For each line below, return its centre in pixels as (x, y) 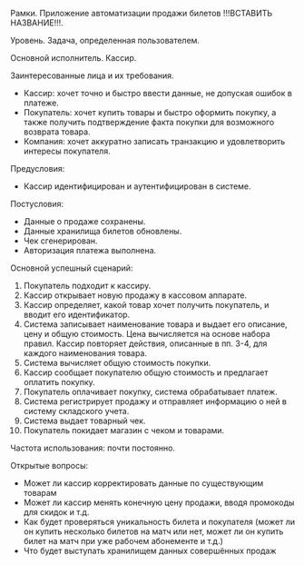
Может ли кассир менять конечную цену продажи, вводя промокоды (159, 502)
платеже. (41, 103)
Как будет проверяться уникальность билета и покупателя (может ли (159, 522)
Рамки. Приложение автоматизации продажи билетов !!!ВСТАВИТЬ (142, 13)
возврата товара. (57, 132)
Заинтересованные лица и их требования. (93, 75)
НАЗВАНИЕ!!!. (37, 23)
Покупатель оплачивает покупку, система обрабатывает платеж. (150, 392)
